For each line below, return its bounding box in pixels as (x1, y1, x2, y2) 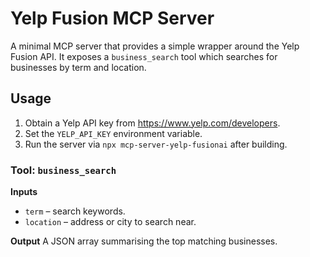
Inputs (10, 186, 38, 198)
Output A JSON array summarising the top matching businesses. (10, 235, 278, 247)
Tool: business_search (10, 163, 117, 177)
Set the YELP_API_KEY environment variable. (24, 127, 203, 139)
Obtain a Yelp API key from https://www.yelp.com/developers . (24, 117, 281, 129)
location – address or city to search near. (24, 216, 197, 228)
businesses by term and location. (10, 61, 147, 73)
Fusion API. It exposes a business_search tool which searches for (10, 50, 278, 62)
